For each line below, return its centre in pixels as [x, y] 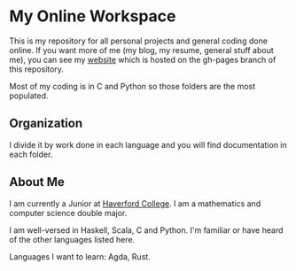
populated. [29, 96]
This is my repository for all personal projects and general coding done [139, 41]
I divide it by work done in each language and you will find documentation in [148, 144]
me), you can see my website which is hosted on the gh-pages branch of [143, 59]
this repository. [37, 69]
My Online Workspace [93, 16]
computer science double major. [68, 213]
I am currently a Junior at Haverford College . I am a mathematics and [135, 203]
